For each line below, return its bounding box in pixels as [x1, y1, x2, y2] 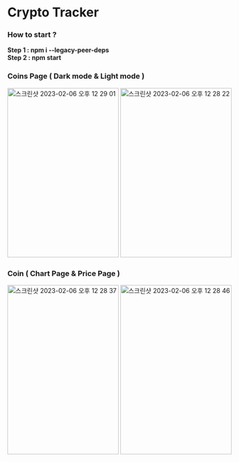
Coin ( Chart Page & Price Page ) [7, 268, 121, 278]
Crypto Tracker [7, 4, 100, 21]
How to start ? [7, 30, 57, 40]
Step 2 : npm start [7, 53, 62, 62]
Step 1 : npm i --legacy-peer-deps [7, 46, 110, 54]
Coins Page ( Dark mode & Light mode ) [7, 71, 145, 81]
